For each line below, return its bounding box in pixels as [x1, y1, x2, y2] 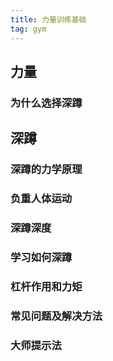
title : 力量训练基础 [10, 14, 87, 25]
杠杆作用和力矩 [10, 279, 83, 293]
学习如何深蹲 [10, 250, 73, 264]
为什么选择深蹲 [10, 96, 83, 110]
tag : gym [10, 24, 47, 34]
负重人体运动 [10, 192, 73, 206]
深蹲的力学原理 [10, 162, 83, 176]
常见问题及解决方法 [10, 309, 103, 323]
